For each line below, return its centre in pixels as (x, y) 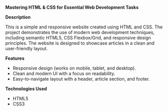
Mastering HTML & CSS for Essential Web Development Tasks (72, 7)
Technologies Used (26, 89)
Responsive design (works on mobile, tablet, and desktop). (74, 68)
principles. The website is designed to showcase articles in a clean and (80, 43)
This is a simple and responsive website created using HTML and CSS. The (84, 27)
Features (15, 58)
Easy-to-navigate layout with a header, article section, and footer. (81, 79)
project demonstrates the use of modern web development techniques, (80, 32)
